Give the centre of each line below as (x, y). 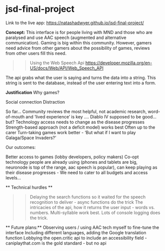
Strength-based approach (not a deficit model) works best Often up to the (80, 127)
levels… (13, 178)
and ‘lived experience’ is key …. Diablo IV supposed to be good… (91, 116)
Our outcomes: (21, 147)
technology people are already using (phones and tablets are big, (72, 162)
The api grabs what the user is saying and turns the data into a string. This (81, 77)
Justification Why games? (32, 92)
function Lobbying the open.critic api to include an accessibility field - (76, 238)
